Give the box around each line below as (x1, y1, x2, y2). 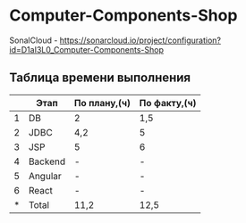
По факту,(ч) (139, 96, 197, 109)
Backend (28, 155, 65, 168)
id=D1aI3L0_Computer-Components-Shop (9, 44, 164, 54)
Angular (28, 169, 63, 182)
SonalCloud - (9, 35, 58, 45)
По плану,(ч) (73, 96, 131, 109)
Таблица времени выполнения (9, 70, 191, 86)
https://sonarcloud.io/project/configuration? (59, 35, 222, 45)
